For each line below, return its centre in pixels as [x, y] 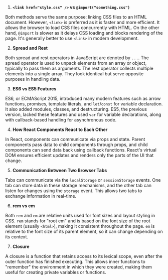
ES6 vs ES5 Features [34, 89]
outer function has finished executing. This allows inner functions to [75, 261]
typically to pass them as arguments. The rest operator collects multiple [79, 68]
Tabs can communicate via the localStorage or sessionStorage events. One [83, 180]
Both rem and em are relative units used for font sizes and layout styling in [80, 216]
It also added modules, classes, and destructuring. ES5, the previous [76, 109]
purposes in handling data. [33, 79]
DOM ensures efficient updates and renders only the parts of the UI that [79, 155]
